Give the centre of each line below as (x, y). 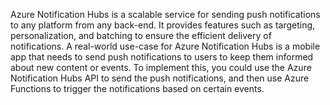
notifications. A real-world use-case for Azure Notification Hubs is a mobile (165, 46)
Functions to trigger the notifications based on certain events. (137, 88)
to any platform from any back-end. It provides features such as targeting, (163, 25)
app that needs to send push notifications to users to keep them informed (162, 57)
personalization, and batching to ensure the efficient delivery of (141, 35)
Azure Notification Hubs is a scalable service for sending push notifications (165, 14)
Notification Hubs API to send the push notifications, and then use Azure (160, 78)
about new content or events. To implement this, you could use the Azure (161, 67)
